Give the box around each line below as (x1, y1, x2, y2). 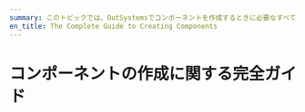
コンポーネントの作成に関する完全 (9, 63, 266, 84)
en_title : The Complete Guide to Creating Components (9, 22, 219, 31)
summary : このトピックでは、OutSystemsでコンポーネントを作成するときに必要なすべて (9, 13, 297, 23)
